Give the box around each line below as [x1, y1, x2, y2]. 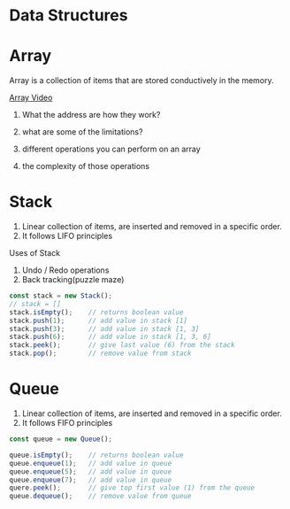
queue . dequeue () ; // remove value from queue [9, 492, 192, 501]
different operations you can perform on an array [21, 143, 201, 155]
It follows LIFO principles [21, 231, 113, 242]
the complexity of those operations [21, 161, 150, 172]
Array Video [9, 92, 53, 103]
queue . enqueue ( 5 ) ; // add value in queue [9, 467, 172, 476]
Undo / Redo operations [21, 265, 110, 275]
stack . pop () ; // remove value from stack [9, 349, 192, 359]
